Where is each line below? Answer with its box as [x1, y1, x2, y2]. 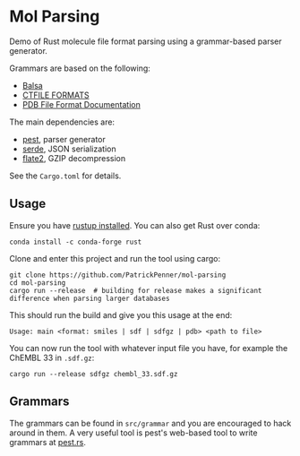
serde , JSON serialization [21, 143, 116, 154]
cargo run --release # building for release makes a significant [9, 286, 262, 295]
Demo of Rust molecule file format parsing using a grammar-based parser [9, 36, 282, 47]
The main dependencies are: [9, 116, 115, 127]
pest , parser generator [21, 133, 106, 144]
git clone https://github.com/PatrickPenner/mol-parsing [9, 271, 227, 280]
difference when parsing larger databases [9, 294, 170, 303]
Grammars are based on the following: [9, 63, 150, 73]
